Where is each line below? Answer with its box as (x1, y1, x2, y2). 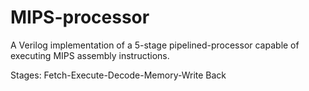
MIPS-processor (10, 6, 150, 29)
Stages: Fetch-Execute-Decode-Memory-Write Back (10, 69, 227, 81)
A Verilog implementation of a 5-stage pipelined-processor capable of (10, 39, 300, 51)
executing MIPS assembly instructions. (10, 49, 170, 61)
